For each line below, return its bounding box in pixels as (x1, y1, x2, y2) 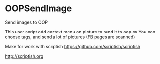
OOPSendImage (5, 3, 72, 14)
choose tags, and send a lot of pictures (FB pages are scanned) (5, 34, 135, 40)
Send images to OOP (5, 19, 48, 25)
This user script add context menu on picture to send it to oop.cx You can (5, 29, 155, 34)
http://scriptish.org (5, 53, 44, 59)
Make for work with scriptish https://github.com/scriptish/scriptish (5, 43, 140, 49)
